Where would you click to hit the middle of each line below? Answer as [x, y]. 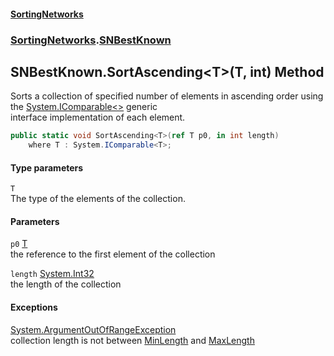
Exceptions [34, 307]
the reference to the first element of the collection [113, 254]
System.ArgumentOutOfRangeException [93, 329]
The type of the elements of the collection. [98, 199]
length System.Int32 [52, 274]
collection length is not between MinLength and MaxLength [132, 340]
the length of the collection [66, 284]
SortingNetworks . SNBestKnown [91, 40]
